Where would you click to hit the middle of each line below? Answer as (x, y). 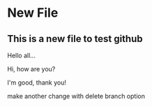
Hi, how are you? (31, 69)
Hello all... (22, 55)
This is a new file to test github (75, 39)
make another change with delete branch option (76, 96)
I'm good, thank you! (37, 83)
